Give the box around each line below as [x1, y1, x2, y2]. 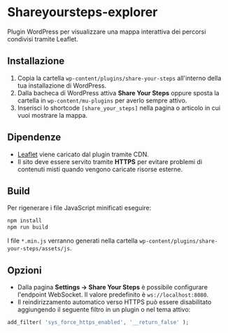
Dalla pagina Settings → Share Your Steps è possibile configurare [17, 283, 208, 291]
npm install [7, 217, 42, 224]
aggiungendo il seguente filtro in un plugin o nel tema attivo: [17, 305, 191, 313]
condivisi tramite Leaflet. [7, 34, 78, 43]
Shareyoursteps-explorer [7, 4, 158, 20]
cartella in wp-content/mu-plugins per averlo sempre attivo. [17, 96, 187, 104]
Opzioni [7, 264, 42, 276]
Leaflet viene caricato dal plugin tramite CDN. [17, 150, 149, 158]
